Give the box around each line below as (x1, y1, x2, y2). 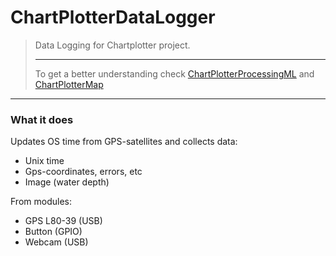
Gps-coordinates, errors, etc (24, 166, 143, 178)
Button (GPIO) (24, 226, 83, 238)
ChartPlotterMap (34, 78, 104, 90)
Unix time (24, 155, 65, 167)
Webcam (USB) (24, 236, 89, 248)
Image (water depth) (24, 176, 110, 188)
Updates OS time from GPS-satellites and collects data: (10, 136, 238, 148)
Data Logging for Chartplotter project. (34, 39, 191, 51)
